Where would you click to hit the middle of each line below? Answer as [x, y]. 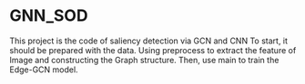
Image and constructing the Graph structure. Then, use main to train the [144, 60]
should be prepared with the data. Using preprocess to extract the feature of [153, 50]
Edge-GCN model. [44, 70]
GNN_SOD [49, 16]
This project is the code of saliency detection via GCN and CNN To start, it [149, 41]
